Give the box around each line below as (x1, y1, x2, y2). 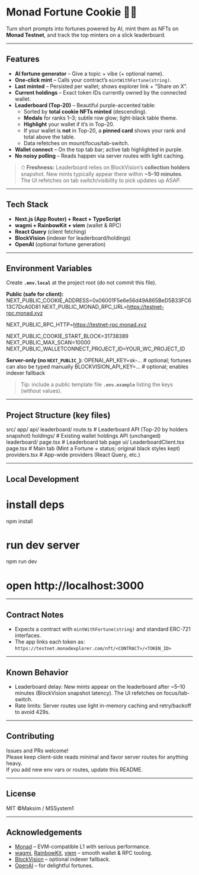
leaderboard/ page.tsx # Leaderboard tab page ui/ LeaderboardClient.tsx (6, 438, 185, 446)
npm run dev (6, 558, 37, 565)
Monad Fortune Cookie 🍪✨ (6, 5, 137, 19)
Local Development (6, 474, 79, 484)
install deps (6, 498, 65, 511)
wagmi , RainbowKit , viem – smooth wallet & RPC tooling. (14, 849, 153, 857)
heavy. (6, 760, 23, 767)
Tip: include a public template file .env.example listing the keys (20, 381, 174, 388)
